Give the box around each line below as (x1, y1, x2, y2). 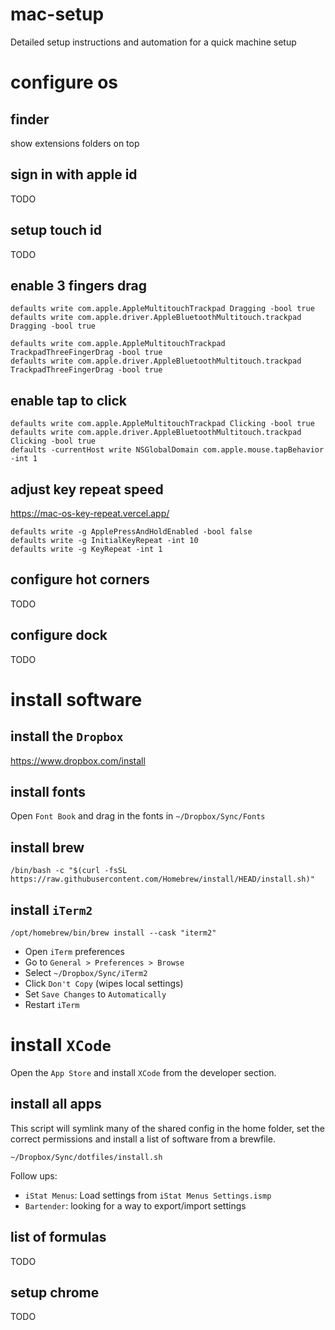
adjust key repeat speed (10, 481, 164, 498)
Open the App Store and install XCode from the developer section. (10, 1067, 277, 1078)
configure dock (10, 627, 108, 644)
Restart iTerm (24, 999, 80, 1011)
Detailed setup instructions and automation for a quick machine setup (10, 36, 297, 48)
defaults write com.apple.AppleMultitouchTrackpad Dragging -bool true (10, 304, 315, 314)
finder (10, 111, 50, 128)
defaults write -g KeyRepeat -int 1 (10, 544, 163, 554)
